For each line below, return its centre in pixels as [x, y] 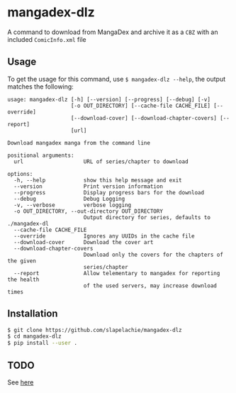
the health [23, 279]
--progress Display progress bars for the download [109, 192]
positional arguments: [41, 155]
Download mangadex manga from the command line [79, 143]
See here [21, 382]
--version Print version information [88, 186]
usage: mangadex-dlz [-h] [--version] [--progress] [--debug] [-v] [109, 99]
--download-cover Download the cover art [84, 242]
